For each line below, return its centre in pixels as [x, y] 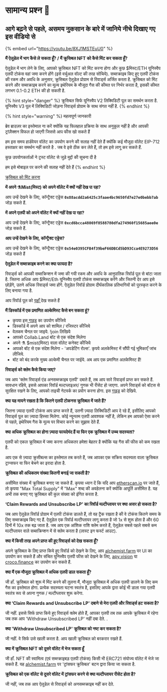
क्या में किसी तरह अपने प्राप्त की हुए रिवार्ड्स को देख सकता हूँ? [52, 541]
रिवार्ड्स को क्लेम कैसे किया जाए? [30, 370]
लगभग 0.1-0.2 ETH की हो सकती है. [35, 91]
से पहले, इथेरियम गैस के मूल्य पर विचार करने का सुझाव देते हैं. [53, 422]
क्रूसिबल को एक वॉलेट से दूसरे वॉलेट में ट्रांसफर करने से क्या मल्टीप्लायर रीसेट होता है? [71, 674]
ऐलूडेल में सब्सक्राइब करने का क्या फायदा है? [39, 264]
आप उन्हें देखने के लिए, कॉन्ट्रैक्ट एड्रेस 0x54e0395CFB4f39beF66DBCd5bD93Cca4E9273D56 [82, 248]
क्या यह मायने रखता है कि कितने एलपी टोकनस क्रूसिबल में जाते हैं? [56, 401]
